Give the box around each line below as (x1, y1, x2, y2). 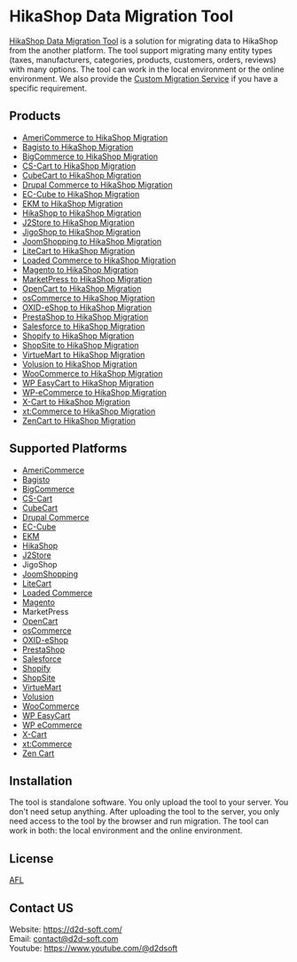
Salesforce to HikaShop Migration (21, 321, 145, 331)
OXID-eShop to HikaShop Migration (21, 302, 152, 313)
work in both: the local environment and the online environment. (9, 825, 243, 836)
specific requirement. (9, 83, 87, 93)
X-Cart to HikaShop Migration (21, 396, 131, 407)
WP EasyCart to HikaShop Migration (21, 378, 154, 388)
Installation (9, 773, 73, 788)
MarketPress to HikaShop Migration (21, 274, 152, 284)
